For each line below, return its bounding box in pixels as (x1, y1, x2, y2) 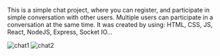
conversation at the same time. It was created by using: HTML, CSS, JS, (7, 21, 213, 28)
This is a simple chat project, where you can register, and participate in (7, 6, 210, 14)
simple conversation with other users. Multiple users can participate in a (7, 13, 214, 21)
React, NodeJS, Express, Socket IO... (7, 28, 113, 36)
